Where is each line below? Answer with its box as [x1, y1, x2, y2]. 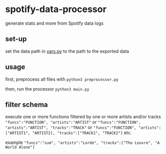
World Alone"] [5, 145, 35, 150]
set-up [5, 35, 27, 43]
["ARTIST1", [5, 131, 30, 136]
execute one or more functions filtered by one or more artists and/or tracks [5, 114, 161, 120]
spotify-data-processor [5, 4, 107, 15]
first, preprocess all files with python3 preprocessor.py [5, 76, 119, 82]
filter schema [5, 100, 48, 109]
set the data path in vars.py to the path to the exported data [5, 48, 130, 54]
